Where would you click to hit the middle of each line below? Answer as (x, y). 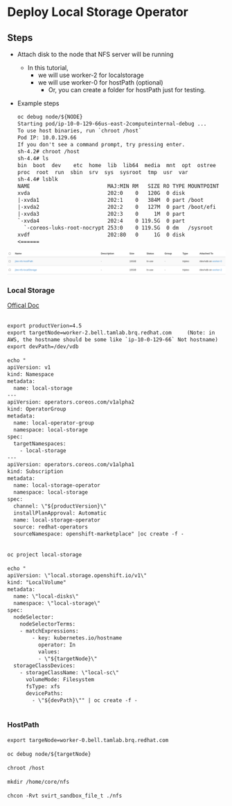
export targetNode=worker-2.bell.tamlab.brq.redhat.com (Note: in (111, 333)
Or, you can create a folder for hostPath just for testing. (127, 90)
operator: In (57, 645)
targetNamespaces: (40, 444)
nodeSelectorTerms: (48, 624)
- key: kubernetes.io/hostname (77, 638)
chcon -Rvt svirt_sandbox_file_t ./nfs (65, 796)
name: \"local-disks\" (46, 597)
